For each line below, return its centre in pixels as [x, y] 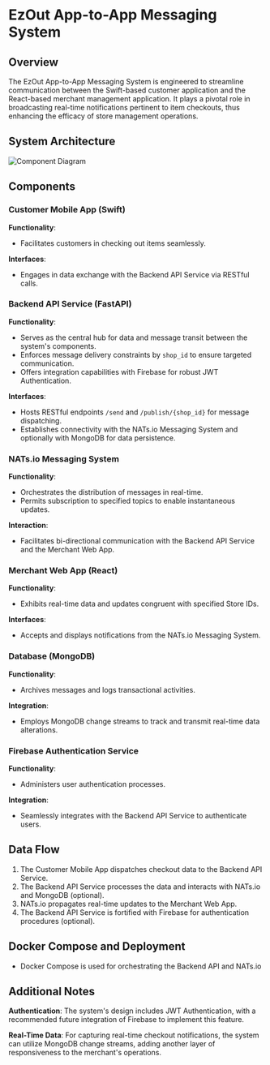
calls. [29, 283]
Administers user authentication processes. [93, 784]
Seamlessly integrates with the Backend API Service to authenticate [133, 815]
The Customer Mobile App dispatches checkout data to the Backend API [141, 869]
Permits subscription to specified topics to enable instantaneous [127, 501]
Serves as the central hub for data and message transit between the [134, 337]
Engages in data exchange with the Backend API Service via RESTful [135, 274]
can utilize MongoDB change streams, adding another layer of [112, 1044]
